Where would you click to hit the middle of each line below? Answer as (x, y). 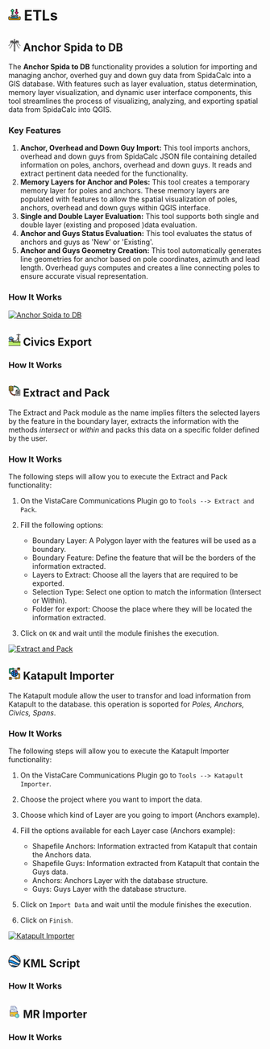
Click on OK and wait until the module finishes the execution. (119, 633)
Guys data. (50, 872)
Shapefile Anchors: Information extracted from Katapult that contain (145, 846)
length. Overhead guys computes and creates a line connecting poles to (140, 267)
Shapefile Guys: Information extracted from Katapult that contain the (146, 864)
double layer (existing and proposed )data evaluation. (108, 225)
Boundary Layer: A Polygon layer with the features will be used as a (144, 541)
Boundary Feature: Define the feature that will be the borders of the (144, 558)
